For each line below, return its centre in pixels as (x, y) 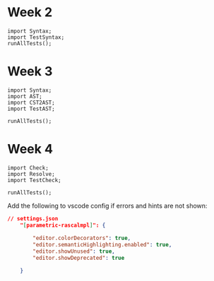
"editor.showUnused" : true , (74, 251)
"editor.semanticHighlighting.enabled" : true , (102, 245)
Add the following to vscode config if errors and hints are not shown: (107, 205)
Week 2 (30, 12)
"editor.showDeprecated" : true (79, 258)
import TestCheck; (34, 180)
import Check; (28, 168)
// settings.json (33, 219)
